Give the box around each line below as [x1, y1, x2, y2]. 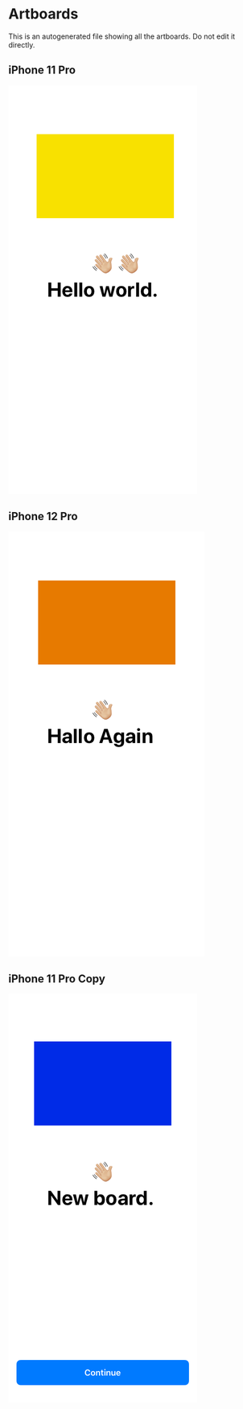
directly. [8, 39, 35, 49]
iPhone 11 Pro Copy [8, 972, 106, 985]
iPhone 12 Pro [8, 510, 78, 523]
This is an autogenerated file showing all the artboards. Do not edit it [8, 31, 236, 41]
